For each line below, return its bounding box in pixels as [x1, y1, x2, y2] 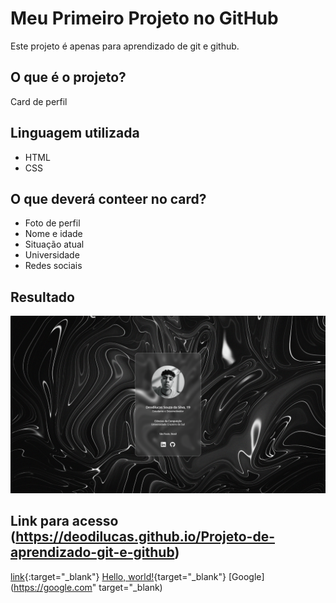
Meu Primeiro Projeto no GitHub [10, 7, 279, 30]
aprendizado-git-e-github [10, 544, 175, 561]
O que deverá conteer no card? [10, 190, 207, 207]
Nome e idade [24, 228, 83, 240]
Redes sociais [24, 260, 83, 272]
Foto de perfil [24, 217, 81, 229]
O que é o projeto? [10, 69, 127, 86]
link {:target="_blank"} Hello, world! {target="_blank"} [10, 570, 227, 582]
